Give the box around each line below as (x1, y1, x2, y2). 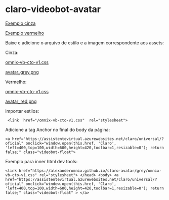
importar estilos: (5, 108, 39, 114)
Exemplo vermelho (5, 30, 45, 36)
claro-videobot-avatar (5, 4, 101, 15)
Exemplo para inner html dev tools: (5, 158, 78, 164)
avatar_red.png (5, 98, 37, 104)
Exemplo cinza (5, 20, 36, 26)
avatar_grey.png (5, 69, 39, 75)
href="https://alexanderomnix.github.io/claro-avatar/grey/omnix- (18, 168, 162, 173)
